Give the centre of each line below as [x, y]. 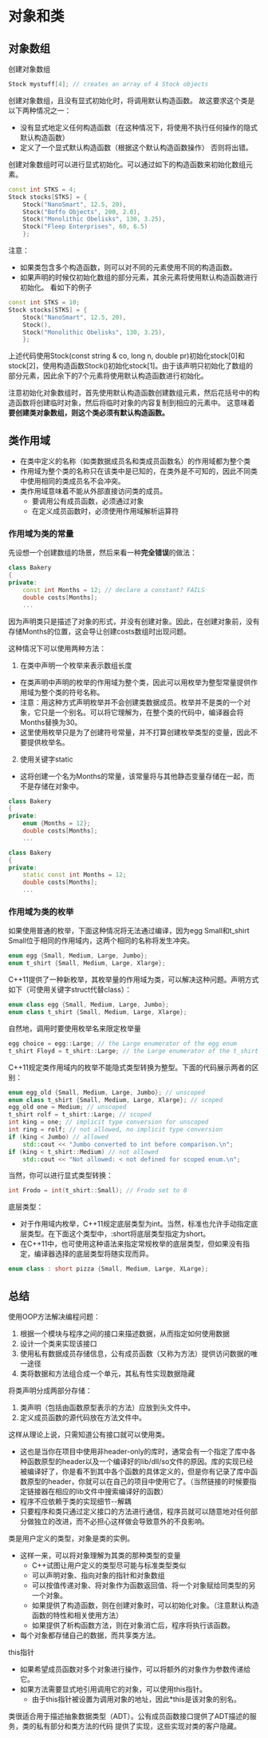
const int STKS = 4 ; [43, 189]
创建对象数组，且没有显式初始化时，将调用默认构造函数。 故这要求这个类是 [132, 100]
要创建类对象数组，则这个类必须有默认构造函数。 [89, 413]
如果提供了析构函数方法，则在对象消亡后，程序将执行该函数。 [133, 1625]
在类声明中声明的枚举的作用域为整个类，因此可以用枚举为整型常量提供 [135, 682]
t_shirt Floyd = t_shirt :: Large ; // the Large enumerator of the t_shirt [134, 1051]
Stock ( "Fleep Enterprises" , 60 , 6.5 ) [85, 227]
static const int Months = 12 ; [75, 875]
